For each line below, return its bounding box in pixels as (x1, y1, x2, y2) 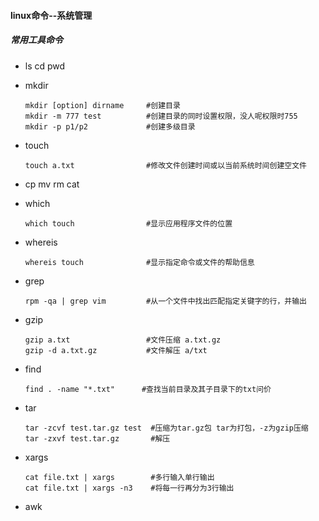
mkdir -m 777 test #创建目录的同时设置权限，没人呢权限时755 (24, 111, 298, 121)
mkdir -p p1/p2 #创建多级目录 (24, 121, 196, 132)
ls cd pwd (24, 60, 66, 72)
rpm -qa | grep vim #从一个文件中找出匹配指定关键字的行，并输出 (24, 296, 307, 306)
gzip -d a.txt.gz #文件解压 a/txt (24, 345, 208, 355)
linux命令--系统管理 (10, 9, 93, 21)
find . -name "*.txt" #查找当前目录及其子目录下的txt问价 (24, 384, 272, 394)
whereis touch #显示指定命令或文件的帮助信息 (24, 257, 255, 267)
